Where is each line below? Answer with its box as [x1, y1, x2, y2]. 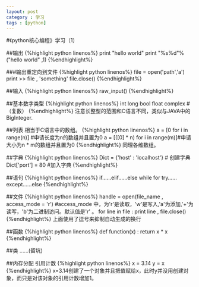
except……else [6, 181, 42, 188]
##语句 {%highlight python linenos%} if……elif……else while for [6, 174, 160, 182]
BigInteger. [6, 114, 33, 121]
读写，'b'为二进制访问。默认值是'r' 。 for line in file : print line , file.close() [6, 208, 187, 215]
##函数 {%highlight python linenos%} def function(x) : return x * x [6, 228, 168, 235]
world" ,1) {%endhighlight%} [23, 56, 93, 63]
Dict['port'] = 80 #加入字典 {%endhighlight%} [6, 161, 118, 169]
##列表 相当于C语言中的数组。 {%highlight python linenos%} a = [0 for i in [6, 126, 188, 134]
